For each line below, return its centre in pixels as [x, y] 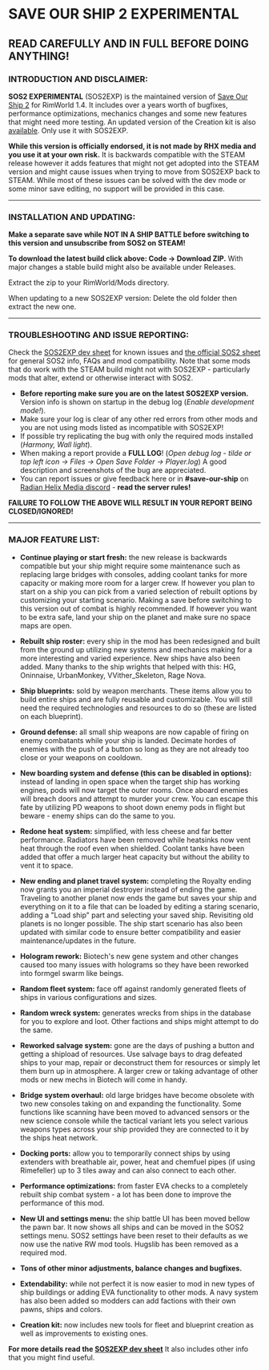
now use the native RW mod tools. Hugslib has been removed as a [129, 1244]
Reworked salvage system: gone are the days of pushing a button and [137, 1045]
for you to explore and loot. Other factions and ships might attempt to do [139, 1021]
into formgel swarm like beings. [72, 973]
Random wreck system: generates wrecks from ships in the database [135, 1013]
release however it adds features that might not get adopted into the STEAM [134, 163]
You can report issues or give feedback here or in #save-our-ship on [134, 479]
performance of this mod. [62, 1203]
